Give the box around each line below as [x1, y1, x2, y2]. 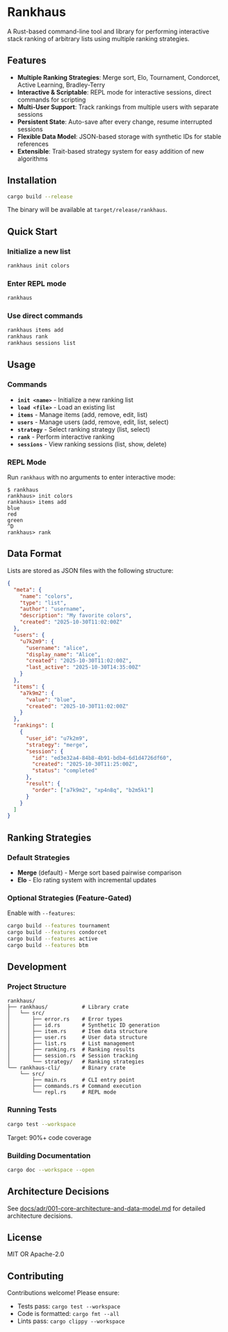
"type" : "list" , [19, 599, 67, 606]
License [7, 1231, 42, 1243]
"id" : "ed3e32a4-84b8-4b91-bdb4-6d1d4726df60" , [32, 754, 172, 761]
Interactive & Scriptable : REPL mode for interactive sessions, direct [17, 88, 212, 96]
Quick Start [7, 225, 58, 237]
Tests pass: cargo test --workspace [17, 1302, 120, 1310]
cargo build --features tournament [7, 923, 111, 929]
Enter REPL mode [7, 279, 67, 289]
